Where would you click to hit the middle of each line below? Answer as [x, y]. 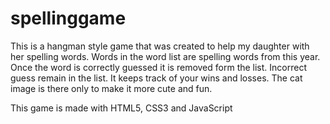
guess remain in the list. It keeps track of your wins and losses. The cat [156, 78]
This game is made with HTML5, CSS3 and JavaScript [121, 108]
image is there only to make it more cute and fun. [111, 88]
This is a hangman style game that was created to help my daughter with [160, 46]
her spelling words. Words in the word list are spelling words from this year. [165, 56]
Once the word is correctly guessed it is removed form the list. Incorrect [159, 67]
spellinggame [68, 18]
